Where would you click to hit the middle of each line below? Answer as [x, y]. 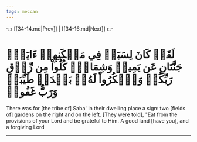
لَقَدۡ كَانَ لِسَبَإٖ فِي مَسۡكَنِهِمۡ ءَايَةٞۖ [90, 54]
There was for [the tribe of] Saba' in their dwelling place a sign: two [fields [96, 108]
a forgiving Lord [25, 127]
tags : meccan [22, 11]
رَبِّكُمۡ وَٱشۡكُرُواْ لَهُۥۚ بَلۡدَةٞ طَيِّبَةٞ [89, 79]
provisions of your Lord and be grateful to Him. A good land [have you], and [98, 120]
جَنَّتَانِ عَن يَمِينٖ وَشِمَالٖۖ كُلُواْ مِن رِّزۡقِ [94, 67]
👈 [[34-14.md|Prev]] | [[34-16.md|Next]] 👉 [60, 28]
